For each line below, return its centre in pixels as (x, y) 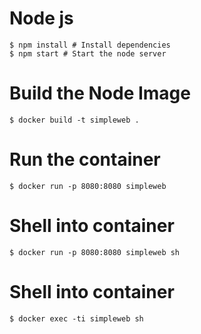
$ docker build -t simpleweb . (74, 120)
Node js (41, 18)
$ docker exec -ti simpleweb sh (76, 318)
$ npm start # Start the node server (88, 53)
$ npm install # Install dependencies (90, 45)
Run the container (85, 159)
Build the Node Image (100, 93)
